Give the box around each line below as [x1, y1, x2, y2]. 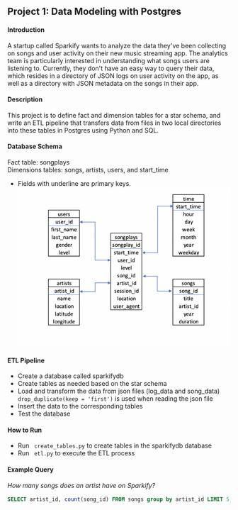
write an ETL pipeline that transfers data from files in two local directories [7, 118, 222, 127]
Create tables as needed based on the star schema [17, 379, 168, 388]
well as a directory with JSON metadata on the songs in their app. [7, 79, 199, 87]
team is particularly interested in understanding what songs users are [7, 56, 210, 65]
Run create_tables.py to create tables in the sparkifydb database [17, 441, 212, 450]
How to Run [7, 426, 42, 434]
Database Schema [7, 142, 62, 151]
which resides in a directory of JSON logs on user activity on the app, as [7, 71, 219, 80]
